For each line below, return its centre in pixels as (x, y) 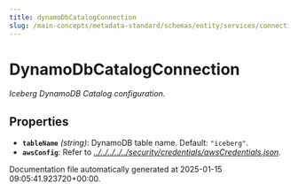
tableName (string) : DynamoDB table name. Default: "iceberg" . (135, 143)
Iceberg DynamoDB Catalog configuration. (87, 94)
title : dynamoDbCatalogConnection (73, 17)
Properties (39, 122)
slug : (19, 26)
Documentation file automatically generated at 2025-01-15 (116, 170)
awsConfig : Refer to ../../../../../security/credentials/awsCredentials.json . (151, 152)
